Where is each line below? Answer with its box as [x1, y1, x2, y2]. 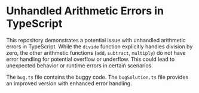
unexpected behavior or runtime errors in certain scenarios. [6, 61, 154, 69]
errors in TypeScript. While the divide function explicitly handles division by [6, 43, 193, 50]
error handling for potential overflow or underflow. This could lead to [6, 55, 175, 63]
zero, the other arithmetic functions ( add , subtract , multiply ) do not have [6, 49, 186, 56]
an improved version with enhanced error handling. [6, 79, 133, 87]
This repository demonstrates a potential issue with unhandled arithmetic [6, 36, 186, 44]
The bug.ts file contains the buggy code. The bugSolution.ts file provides [6, 73, 189, 80]
